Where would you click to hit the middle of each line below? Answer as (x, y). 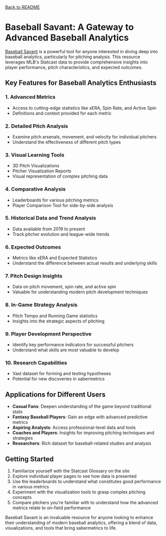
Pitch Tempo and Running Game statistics (55, 316)
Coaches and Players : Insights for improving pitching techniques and (83, 433)
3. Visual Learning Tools (35, 155)
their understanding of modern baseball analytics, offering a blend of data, (81, 523)
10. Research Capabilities (36, 363)
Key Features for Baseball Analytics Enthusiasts (81, 83)
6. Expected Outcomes (33, 247)
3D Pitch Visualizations (36, 166)
